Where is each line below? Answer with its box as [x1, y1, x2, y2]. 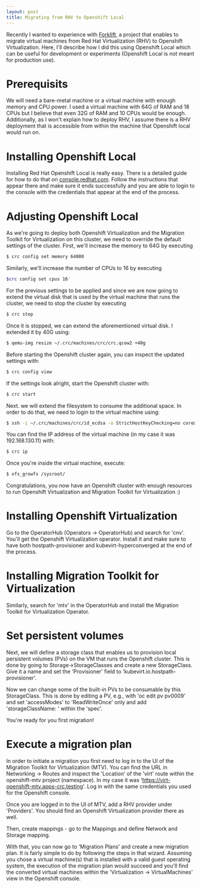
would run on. [6, 129, 41, 136]
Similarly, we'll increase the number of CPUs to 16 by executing [6, 265, 162, 272]
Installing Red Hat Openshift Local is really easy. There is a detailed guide [6, 169, 187, 177]
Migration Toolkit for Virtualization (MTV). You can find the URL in [6, 763, 167, 771]
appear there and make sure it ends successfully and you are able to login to [6, 182, 195, 189]
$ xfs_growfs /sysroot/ [6, 471, 66, 477]
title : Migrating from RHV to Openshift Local [6, 14, 124, 20]
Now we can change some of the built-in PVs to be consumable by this [6, 686, 181, 693]
